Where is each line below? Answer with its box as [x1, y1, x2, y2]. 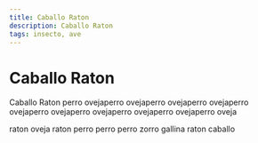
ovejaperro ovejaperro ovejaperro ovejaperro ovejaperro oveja [9, 107, 238, 117]
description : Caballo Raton [9, 21, 114, 30]
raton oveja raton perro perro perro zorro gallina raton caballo [9, 123, 236, 134]
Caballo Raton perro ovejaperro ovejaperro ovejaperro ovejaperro [9, 97, 249, 107]
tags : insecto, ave [9, 29, 82, 38]
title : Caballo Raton [9, 12, 90, 22]
